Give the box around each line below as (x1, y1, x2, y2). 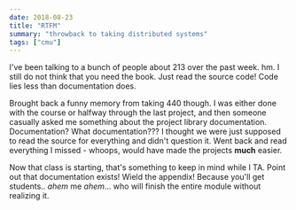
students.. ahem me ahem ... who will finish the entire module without (9, 181, 261, 191)
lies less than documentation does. (9, 81, 137, 91)
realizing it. (9, 191, 50, 201)
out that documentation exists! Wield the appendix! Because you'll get (9, 172, 265, 183)
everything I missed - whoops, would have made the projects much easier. (9, 145, 283, 156)
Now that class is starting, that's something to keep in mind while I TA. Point (9, 162, 286, 173)
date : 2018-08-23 (9, 12, 74, 22)
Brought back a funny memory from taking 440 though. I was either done (9, 98, 277, 109)
